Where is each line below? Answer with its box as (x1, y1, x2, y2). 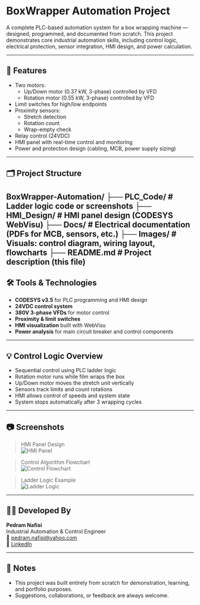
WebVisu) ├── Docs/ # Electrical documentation (6, 219, 190, 230)
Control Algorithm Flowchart (20, 459, 90, 466)
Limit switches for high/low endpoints (14, 100, 107, 108)
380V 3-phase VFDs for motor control (14, 309, 110, 316)
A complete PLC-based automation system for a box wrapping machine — (6, 24, 189, 31)
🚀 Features (6, 66, 47, 76)
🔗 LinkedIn (6, 540, 32, 547)
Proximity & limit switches (14, 316, 81, 323)
